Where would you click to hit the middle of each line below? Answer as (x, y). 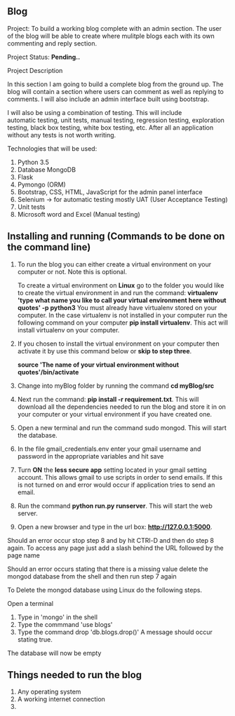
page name (23, 555)
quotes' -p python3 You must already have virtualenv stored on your (117, 307)
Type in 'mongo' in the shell (58, 617)
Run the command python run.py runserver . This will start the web (115, 506)
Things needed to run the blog (75, 675)
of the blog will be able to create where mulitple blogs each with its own (111, 36)
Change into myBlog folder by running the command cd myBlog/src (116, 386)
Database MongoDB (46, 169)
